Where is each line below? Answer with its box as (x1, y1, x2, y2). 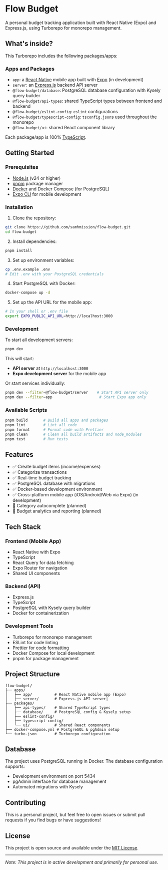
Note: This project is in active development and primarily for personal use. (5, 859, 158, 865)
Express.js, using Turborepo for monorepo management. (5, 25, 122, 31)
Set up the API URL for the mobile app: (12, 299, 92, 306)
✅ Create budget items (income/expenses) (12, 464, 101, 470)
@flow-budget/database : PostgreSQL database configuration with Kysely (12, 87, 161, 93)
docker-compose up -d (5, 290, 50, 296)
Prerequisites (5, 164, 38, 171)
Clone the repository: (12, 215, 56, 221)
